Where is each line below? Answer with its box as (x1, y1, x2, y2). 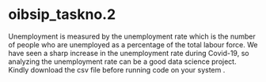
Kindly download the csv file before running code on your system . (8, 65, 226, 74)
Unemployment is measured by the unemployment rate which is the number (8, 32, 256, 41)
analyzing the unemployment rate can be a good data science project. (8, 57, 237, 66)
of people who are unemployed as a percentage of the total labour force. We (8, 39, 258, 49)
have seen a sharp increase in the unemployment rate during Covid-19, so (8, 48, 249, 58)
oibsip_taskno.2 (8, 6, 116, 24)
